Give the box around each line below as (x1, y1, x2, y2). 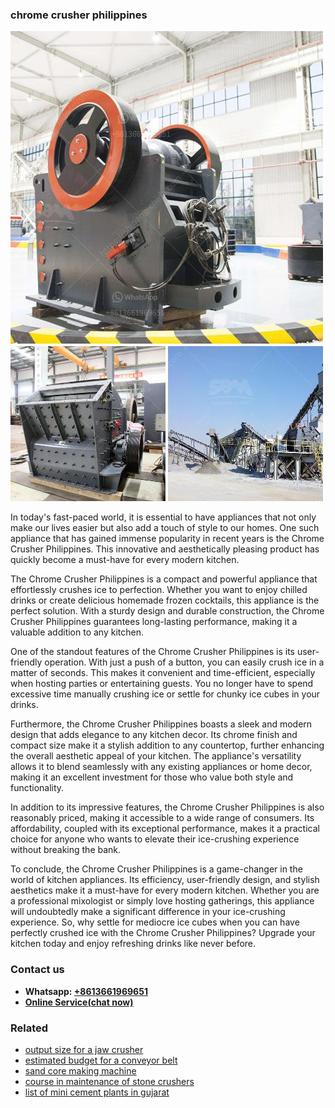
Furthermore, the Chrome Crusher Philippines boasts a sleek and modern (10, 718, 313, 730)
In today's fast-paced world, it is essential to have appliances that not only (10, 511, 317, 523)
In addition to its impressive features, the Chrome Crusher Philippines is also (10, 801, 325, 813)
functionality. (10, 782, 65, 794)
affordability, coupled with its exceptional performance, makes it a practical (10, 823, 320, 835)
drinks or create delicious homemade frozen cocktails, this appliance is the (10, 594, 320, 607)
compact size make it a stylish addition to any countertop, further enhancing (10, 739, 325, 752)
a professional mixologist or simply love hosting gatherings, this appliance (10, 895, 315, 907)
